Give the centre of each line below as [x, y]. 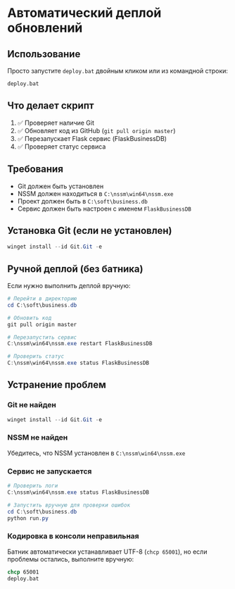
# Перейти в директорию [42, 299]
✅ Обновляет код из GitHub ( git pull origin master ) [96, 130]
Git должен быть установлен [61, 186]
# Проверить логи [33, 486]
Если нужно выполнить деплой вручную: [69, 286]
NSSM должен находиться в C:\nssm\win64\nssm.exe [95, 193]
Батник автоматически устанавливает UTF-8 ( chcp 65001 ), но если [107, 552]
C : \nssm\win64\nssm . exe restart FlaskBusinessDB [80, 344]
